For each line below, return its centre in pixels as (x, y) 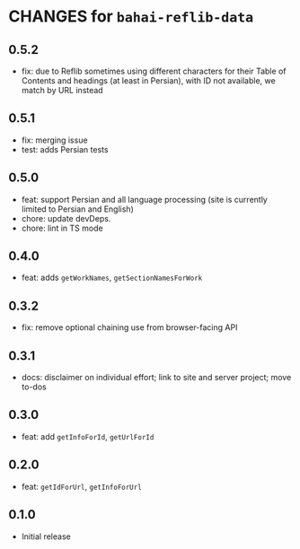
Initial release (46, 536)
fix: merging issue (54, 140)
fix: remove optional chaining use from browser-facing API (129, 327)
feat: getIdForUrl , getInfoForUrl (82, 486)
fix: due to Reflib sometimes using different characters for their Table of (154, 71)
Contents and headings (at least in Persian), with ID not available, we (148, 81)
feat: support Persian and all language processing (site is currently (145, 199)
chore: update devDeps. (66, 218)
